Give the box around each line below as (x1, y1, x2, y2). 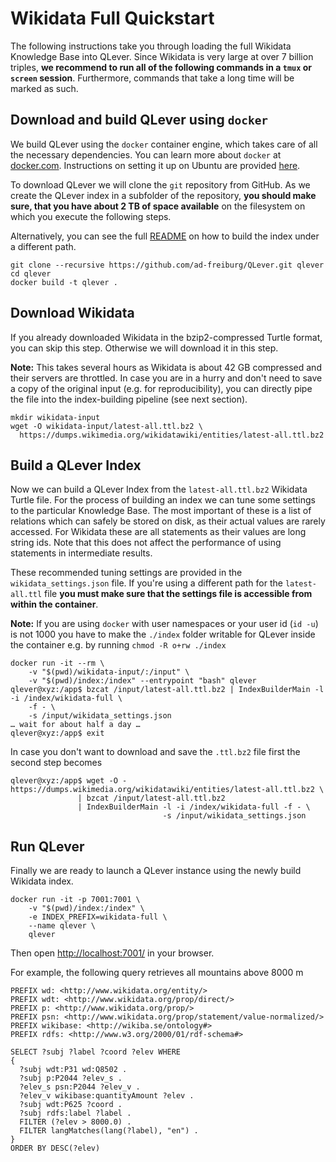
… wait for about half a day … (10, 720, 141, 730)
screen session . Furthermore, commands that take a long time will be (10, 72, 295, 84)
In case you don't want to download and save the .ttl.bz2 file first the (10, 746, 301, 758)
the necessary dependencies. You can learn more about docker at (10, 148, 282, 161)
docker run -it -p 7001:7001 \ (10, 895, 141, 905)
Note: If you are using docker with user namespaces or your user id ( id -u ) (10, 618, 319, 630)
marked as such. (10, 82, 79, 94)
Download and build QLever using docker (10, 112, 269, 129)
